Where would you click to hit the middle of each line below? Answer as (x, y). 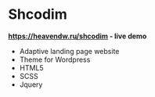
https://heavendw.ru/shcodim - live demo (77, 36)
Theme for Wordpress (55, 59)
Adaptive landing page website (69, 51)
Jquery (31, 84)
